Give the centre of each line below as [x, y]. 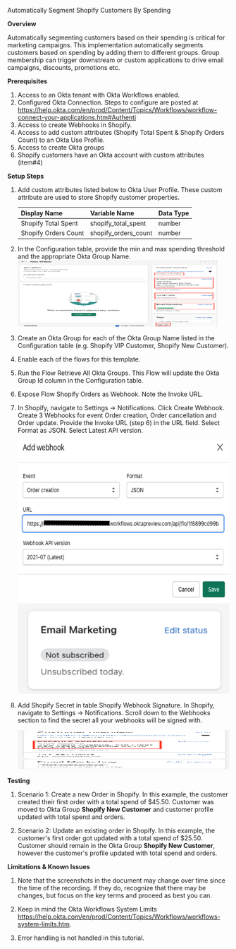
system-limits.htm [44, 924]
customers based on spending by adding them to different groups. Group [113, 53]
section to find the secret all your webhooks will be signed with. [110, 720]
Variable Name [112, 213]
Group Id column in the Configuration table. [80, 380]
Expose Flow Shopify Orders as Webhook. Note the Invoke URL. [110, 394]
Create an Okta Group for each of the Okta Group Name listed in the [116, 338]
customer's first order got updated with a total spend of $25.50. [110, 838]
